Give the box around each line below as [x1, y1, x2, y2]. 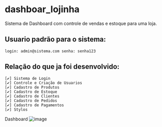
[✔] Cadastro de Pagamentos [5, 103, 64, 108]
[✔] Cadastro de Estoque [5, 89, 57, 94]
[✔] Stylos [5, 107, 28, 112]
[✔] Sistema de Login [5, 76, 51, 81]
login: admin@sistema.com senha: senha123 [5, 48, 96, 54]
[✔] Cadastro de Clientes [5, 93, 59, 99]
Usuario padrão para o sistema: [5, 35, 106, 44]
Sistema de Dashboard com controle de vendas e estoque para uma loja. [5, 20, 157, 26]
